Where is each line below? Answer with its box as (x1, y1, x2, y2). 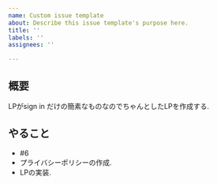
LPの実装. (19, 167, 51, 177)
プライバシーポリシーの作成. (19, 157, 112, 167)
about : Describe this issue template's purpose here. (8, 19, 189, 27)
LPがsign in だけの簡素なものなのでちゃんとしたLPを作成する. (8, 101, 209, 111)
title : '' (8, 26, 41, 34)
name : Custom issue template (8, 11, 104, 20)
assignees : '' (8, 41, 55, 49)
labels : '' (8, 33, 44, 42)
